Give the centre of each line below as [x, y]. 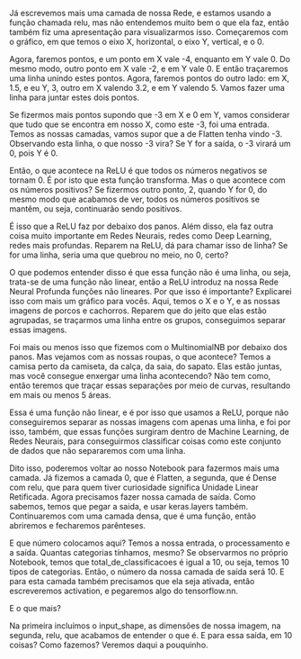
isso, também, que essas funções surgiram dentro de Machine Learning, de [149, 432]
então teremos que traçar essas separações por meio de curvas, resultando [150, 385]
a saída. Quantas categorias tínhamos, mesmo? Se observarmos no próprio [149, 552]
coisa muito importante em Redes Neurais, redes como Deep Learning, [141, 236]
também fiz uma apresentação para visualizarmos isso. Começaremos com [149, 32]
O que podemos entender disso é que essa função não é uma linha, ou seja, [150, 272]
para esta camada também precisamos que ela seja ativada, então [132, 581]
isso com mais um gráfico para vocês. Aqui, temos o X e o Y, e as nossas [145, 301]
